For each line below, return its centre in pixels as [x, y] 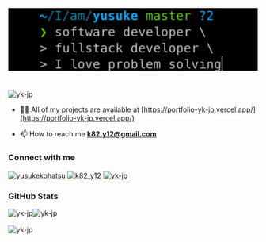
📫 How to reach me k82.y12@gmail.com [88, 134]
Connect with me [42, 158]
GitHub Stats [33, 196]
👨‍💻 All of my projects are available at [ [82, 109]
